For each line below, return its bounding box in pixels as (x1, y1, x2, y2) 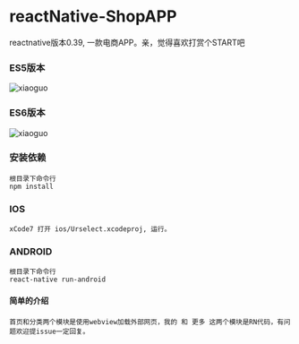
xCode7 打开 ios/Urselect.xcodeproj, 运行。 (9, 225, 172, 234)
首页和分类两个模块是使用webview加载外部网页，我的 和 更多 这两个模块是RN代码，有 (9, 317, 285, 326)
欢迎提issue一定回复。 (15, 327, 90, 336)
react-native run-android (9, 275, 106, 284)
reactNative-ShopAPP (9, 6, 177, 27)
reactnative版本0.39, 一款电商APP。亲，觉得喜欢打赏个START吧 (9, 37, 245, 47)
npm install (9, 182, 54, 191)
